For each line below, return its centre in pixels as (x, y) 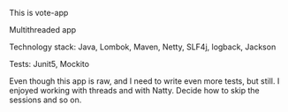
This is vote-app (39, 13)
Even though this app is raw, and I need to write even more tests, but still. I (144, 81)
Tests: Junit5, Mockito (49, 64)
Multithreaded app (43, 30)
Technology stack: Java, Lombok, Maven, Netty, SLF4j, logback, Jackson (143, 47)
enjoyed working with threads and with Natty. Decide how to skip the (135, 90)
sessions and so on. (45, 100)
